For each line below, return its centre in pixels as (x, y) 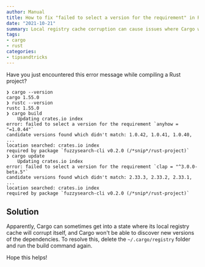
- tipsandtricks (27, 57)
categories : (21, 52)
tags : (13, 35)
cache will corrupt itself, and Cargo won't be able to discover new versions (100, 233)
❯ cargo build (24, 113)
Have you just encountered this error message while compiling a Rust (94, 74)
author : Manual (26, 12)
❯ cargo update (26, 156)
